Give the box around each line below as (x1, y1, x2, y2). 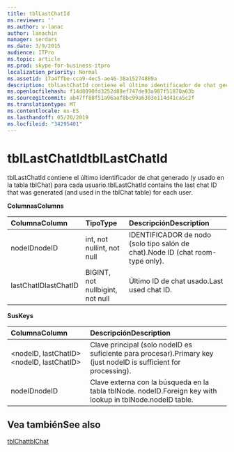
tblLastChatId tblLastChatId (7, 151, 169, 166)
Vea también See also (7, 419, 101, 430)
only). (145, 256, 165, 266)
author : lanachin (7, 29, 58, 37)
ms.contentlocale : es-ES (7, 107, 79, 114)
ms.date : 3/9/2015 (7, 43, 61, 50)
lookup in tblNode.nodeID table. (90, 395, 194, 405)
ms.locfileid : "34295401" (7, 120, 82, 128)
